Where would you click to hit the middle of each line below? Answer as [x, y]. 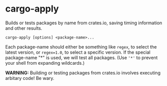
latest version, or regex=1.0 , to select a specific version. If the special [78, 52]
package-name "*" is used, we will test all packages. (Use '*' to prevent [81, 57]
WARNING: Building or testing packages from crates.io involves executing [83, 73]
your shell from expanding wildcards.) [45, 63]
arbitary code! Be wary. [30, 78]
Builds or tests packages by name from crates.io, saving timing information [84, 23]
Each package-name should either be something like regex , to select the [81, 47]
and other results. [24, 28]
